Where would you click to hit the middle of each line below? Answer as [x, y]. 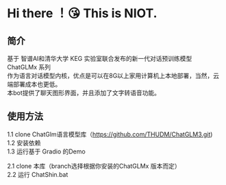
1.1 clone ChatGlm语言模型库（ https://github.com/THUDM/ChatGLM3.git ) [110, 134]
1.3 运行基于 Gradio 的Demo [46, 151]
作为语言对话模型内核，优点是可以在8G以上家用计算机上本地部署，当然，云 [113, 76]
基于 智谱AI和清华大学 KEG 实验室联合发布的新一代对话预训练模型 [100, 59]
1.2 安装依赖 [24, 143]
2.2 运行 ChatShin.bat [38, 174]
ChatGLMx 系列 [29, 67]
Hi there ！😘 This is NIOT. [82, 13]
